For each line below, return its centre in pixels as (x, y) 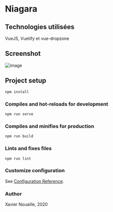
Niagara (21, 9)
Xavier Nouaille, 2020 (27, 204)
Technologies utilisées (40, 27)
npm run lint (18, 159)
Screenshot (23, 54)
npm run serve (19, 114)
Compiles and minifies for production (49, 126)
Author (14, 194)
